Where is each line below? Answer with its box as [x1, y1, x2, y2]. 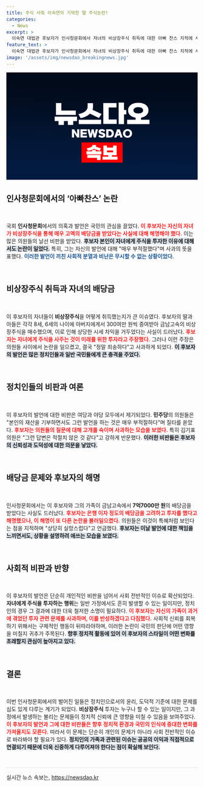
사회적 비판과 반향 [6, 563, 69, 573]
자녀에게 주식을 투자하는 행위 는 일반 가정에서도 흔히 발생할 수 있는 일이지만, [6, 600, 184, 607]
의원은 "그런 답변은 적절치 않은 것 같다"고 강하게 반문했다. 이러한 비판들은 [6, 434, 180, 441]
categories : [6, 16, 36, 22]
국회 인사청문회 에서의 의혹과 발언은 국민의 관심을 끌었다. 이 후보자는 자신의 [6, 222, 183, 230]
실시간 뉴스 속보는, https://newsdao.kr [6, 774, 99, 781]
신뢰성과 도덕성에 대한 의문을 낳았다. [12, 441, 98, 448]
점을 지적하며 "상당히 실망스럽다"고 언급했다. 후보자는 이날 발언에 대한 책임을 [12, 524, 193, 532]
